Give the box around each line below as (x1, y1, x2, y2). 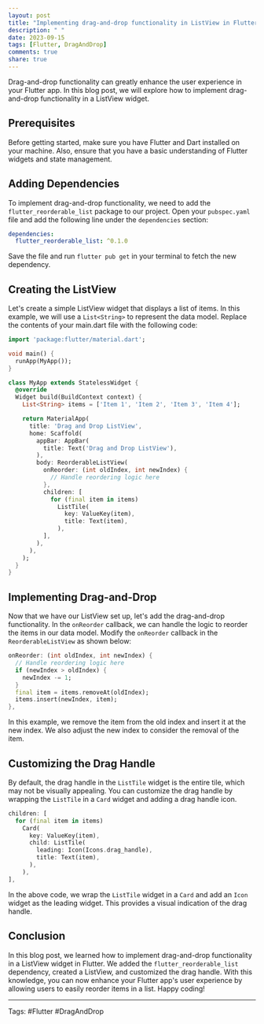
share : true (8, 56, 47, 64)
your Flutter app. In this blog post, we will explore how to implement (8, 85, 228, 95)
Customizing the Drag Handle (8, 757, 156, 770)
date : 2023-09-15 (8, 33, 65, 42)
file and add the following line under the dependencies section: (8, 214, 209, 224)
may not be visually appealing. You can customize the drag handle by (8, 785, 233, 796)
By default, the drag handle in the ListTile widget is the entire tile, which (8, 777, 245, 787)
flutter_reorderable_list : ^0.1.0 (15, 237, 128, 245)
